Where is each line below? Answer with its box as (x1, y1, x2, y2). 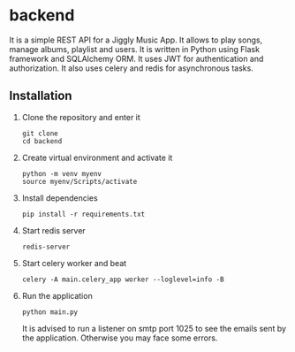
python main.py (21, 307, 79, 317)
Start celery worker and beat (21, 257, 127, 268)
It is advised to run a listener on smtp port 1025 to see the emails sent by (21, 323, 287, 333)
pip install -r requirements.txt (21, 210, 146, 218)
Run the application (21, 290, 93, 301)
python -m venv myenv (21, 169, 102, 178)
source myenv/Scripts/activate (21, 177, 138, 186)
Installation (9, 88, 72, 103)
